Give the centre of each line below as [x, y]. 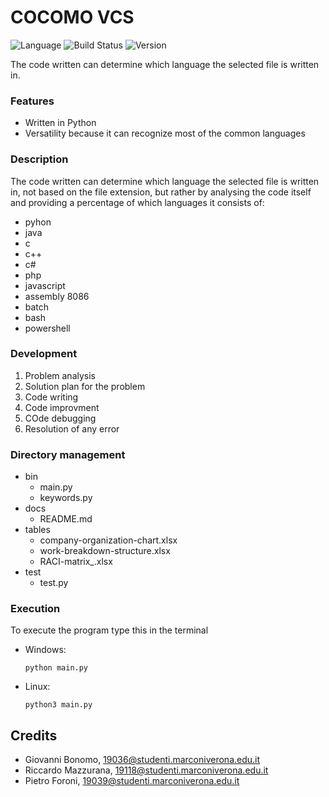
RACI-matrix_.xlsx [76, 562]
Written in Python [60, 123]
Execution [35, 609]
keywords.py [66, 498]
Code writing [51, 397]
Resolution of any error [72, 428]
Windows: [45, 650]
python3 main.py [58, 705]
